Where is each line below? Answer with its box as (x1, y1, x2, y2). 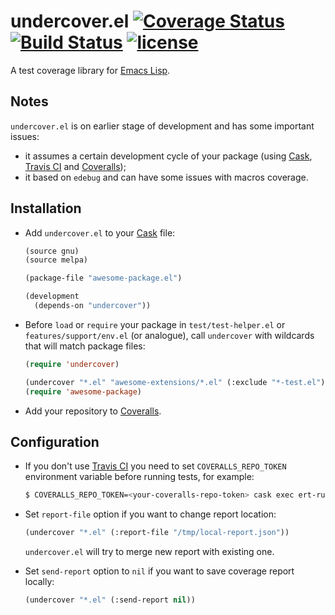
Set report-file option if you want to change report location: (24, 508, 277, 520)
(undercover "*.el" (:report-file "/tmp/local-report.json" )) (24, 528, 290, 538)
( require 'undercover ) (24, 359, 120, 369)
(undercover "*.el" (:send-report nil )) (24, 595, 196, 605)
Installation (10, 200, 82, 217)
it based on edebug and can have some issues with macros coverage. (24, 171, 309, 183)
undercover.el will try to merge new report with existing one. (24, 546, 275, 558)
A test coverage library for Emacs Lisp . (10, 64, 171, 76)
